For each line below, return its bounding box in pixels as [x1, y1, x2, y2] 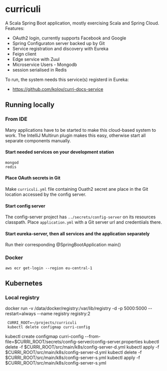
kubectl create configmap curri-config [5, 334, 84, 340]
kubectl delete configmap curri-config [7, 325, 91, 330]
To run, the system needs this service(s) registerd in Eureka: [5, 76, 129, 82]
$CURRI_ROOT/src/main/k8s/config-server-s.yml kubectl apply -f [5, 355, 141, 361]
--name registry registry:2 [36, 311, 91, 317]
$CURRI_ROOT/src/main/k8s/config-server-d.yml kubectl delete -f [5, 350, 142, 356]
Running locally [5, 101, 55, 109]
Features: [5, 25, 25, 31]
